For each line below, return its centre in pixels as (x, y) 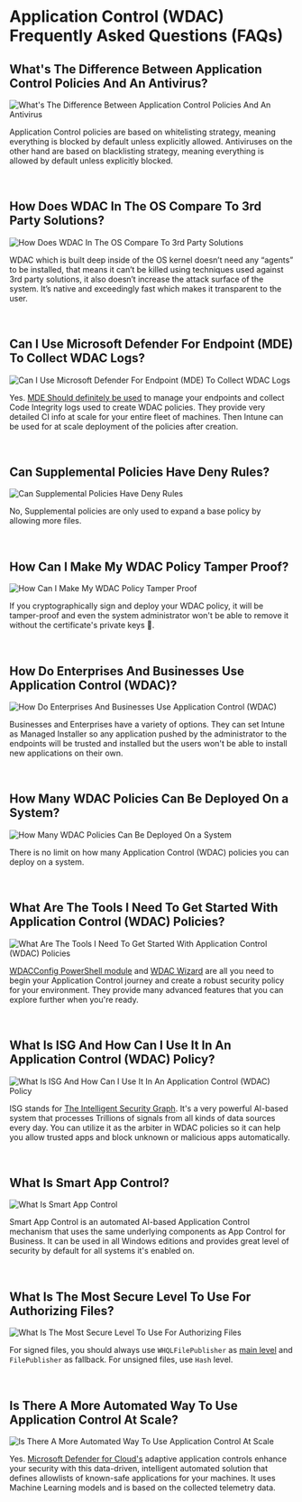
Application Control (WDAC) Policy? (112, 1059)
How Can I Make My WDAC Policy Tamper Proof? (149, 566)
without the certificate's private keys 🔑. (82, 626)
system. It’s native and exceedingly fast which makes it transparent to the (146, 288)
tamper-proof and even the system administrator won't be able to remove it (149, 616)
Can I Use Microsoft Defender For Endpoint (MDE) (151, 344)
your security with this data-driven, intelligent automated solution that (139, 1468)
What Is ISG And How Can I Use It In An (120, 1046)
